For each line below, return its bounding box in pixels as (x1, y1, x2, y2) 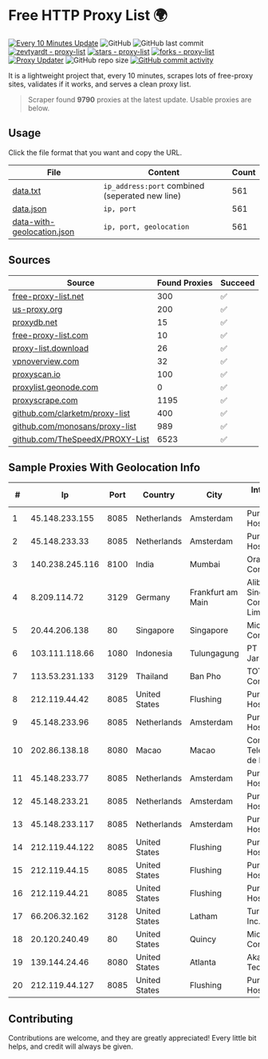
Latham (189, 911, 218, 922)
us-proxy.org (12, 303, 63, 314)
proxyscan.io (12, 369, 61, 380)
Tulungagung (189, 648, 239, 659)
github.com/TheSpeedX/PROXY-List (12, 434, 150, 445)
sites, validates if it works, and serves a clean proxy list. (8, 79, 191, 89)
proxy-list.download (12, 342, 89, 354)
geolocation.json (12, 226, 75, 237)
